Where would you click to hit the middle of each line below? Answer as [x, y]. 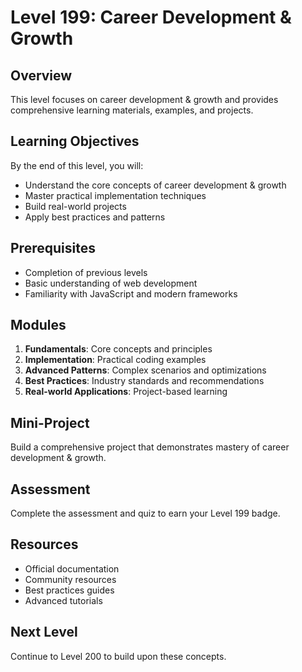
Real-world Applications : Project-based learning [126, 392]
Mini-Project [50, 422]
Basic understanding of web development [111, 283]
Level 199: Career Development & [151, 17]
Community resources [70, 579]
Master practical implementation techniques [115, 195]
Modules [38, 325]
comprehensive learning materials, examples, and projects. [132, 110]
